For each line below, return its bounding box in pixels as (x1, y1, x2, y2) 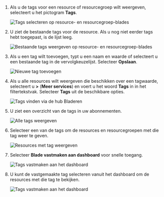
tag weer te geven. (9, 133, 49, 139)
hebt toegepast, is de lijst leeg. (9, 34, 73, 40)
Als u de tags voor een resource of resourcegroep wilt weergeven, (9, 4, 146, 10)
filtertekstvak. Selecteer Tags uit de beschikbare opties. (9, 89, 125, 94)
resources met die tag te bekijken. (9, 177, 80, 183)
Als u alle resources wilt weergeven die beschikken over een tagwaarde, (9, 78, 158, 84)
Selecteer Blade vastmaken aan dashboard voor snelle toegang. (9, 152, 143, 158)
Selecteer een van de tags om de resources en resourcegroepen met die (9, 127, 159, 133)
